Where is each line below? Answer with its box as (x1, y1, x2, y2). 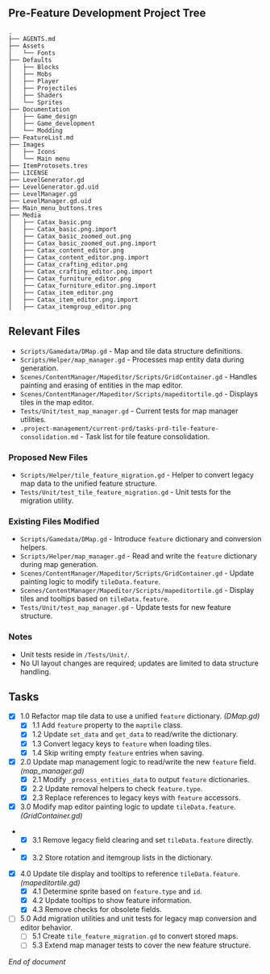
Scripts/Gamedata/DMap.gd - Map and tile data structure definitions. (19, 346, 243, 355)
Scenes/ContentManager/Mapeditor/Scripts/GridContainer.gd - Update (19, 568, 255, 578)
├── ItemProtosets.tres (8, 161, 89, 170)
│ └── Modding (8, 126, 63, 135)
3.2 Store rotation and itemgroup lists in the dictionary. (31, 853, 214, 863)
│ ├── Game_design (8, 112, 78, 120)
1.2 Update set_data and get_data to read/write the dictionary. (31, 729, 239, 740)
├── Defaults (8, 56, 52, 64)
